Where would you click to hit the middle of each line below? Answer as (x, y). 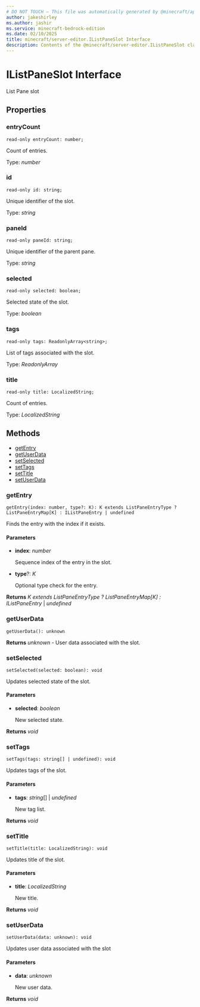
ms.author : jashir (29, 23)
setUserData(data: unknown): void (49, 938)
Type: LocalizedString (33, 414)
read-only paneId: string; (40, 241)
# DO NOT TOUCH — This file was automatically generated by (82, 12)
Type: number (23, 162)
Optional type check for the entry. (56, 586)
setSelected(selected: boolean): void (54, 670)
